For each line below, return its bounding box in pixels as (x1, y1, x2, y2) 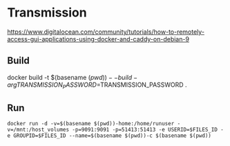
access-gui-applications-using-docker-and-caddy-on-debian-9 (7, 34, 190, 43)
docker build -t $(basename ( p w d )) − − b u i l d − (7, 73, 138, 81)
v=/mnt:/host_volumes (7, 126, 70, 134)
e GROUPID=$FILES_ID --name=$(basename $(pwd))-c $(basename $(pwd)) (7, 132, 212, 139)
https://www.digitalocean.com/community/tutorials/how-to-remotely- (7, 28, 205, 36)
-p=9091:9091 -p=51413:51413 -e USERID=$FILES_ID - (72, 126, 224, 134)
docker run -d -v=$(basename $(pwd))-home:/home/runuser (7, 121, 175, 127)
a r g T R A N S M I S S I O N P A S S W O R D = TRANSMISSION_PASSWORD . (7, 81, 188, 90)
